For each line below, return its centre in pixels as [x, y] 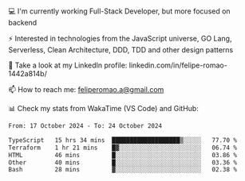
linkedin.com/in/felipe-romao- [178, 65]
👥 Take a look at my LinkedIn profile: [68, 65]
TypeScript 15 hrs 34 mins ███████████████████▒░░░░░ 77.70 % [123, 140]
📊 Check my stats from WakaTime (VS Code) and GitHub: [104, 108]
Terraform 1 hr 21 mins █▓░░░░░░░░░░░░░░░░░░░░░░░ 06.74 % [123, 148]
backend [23, 23]
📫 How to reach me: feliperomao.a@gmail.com [86, 89]
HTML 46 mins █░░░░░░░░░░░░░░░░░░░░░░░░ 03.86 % [123, 155]
